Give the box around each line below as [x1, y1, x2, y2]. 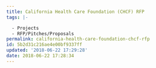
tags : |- [6, 14, 28, 20]
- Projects [11, 25, 39, 31]
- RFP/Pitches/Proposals [11, 30, 74, 36]
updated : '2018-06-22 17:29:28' [6, 47, 88, 54]
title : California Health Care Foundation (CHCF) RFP [6, 8, 145, 15]
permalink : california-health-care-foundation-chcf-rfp [6, 36, 150, 42]
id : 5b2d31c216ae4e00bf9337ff [6, 42, 83, 48]
